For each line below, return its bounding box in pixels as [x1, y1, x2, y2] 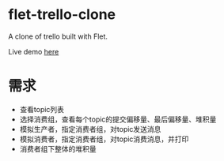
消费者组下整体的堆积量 [19, 144, 97, 153]
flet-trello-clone [8, 6, 116, 24]
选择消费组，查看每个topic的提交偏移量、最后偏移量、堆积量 [19, 114, 217, 124]
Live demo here [8, 47, 59, 56]
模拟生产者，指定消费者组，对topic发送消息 [19, 124, 161, 133]
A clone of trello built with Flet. [8, 32, 108, 41]
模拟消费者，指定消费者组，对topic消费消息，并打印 [19, 134, 189, 144]
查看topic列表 [19, 104, 65, 114]
